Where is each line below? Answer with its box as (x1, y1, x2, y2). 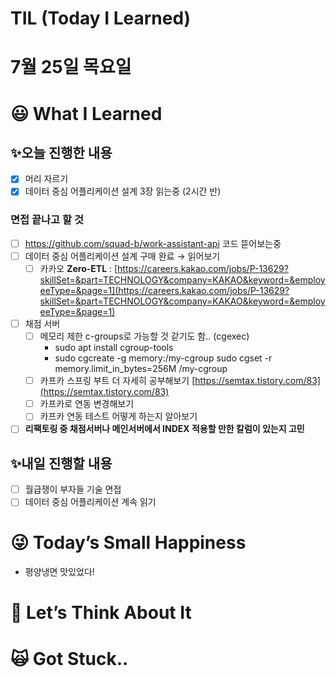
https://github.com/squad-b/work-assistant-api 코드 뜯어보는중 (24, 237, 282, 249)
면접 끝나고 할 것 (10, 213, 84, 227)
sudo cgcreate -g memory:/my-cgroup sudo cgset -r (54, 352, 273, 364)
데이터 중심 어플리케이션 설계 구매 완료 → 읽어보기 (24, 250, 221, 262)
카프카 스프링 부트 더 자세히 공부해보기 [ (39, 375, 196, 387)
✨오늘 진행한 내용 (10, 144, 113, 161)
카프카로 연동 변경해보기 (39, 398, 135, 410)
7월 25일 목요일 (10, 56, 132, 79)
